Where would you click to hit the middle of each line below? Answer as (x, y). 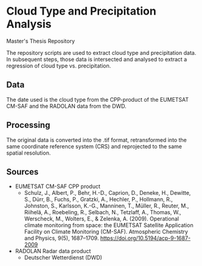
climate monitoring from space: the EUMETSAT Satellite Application (109, 225)
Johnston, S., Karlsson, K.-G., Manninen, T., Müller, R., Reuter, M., (106, 206)
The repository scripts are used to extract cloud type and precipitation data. (101, 52)
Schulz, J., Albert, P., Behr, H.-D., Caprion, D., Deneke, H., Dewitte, (107, 193)
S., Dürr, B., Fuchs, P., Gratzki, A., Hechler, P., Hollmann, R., (99, 200)
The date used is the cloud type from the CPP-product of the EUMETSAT (98, 99)
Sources (23, 172)
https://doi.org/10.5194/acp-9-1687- (145, 238)
